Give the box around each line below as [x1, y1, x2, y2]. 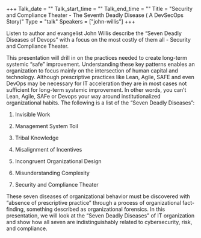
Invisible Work [14, 111, 51, 118]
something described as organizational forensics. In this [26, 205, 165, 213]
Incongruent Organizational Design [14, 158, 102, 165]
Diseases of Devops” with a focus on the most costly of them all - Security [6, 36, 191, 43]
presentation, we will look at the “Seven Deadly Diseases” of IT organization [6, 212, 194, 219]
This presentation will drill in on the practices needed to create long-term [6, 54, 188, 61]
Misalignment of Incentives [14, 146, 82, 153]
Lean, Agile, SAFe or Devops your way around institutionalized [6, 93, 161, 100]
